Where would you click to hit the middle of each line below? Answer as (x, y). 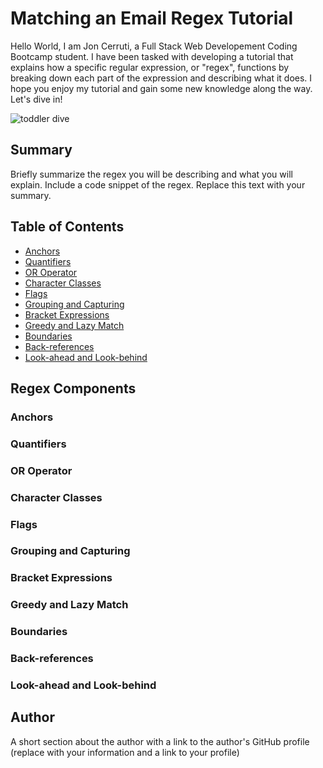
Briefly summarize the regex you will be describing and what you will (151, 174)
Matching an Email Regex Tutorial (152, 18)
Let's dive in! (36, 99)
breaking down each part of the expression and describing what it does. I (161, 78)
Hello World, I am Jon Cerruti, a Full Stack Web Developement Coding (154, 46)
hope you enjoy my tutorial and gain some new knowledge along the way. (161, 88)
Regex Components (73, 388)
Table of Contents (67, 227)
